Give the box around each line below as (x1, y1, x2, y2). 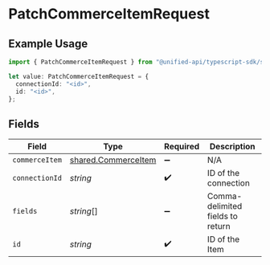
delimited (207, 201, 243, 212)
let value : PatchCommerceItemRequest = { (8, 72, 149, 80)
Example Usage (8, 37, 88, 51)
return (207, 221, 231, 232)
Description (209, 141, 256, 153)
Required (164, 141, 200, 153)
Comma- (207, 190, 243, 202)
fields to (207, 210, 239, 222)
